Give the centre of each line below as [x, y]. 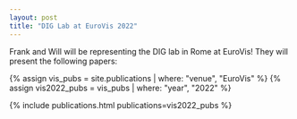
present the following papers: [64, 61]
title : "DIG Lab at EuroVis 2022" [74, 26]
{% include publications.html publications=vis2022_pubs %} [121, 105]
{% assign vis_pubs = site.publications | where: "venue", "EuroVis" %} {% [145, 78]
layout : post [34, 17]
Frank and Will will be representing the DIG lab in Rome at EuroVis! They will [149, 51]
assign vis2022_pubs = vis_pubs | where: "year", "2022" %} [120, 88]
